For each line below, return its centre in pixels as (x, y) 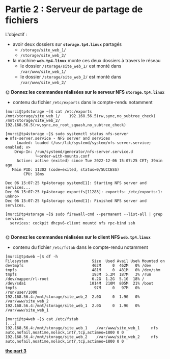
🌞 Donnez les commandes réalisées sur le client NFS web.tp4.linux (78, 237)
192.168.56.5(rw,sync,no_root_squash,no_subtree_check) (66, 125)
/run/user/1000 (21, 292)
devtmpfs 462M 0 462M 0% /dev (78, 265)
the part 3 (16, 351)
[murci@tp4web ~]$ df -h (32, 257)
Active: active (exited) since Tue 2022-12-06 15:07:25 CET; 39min (90, 161)
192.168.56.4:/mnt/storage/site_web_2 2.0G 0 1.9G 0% (73, 297)
